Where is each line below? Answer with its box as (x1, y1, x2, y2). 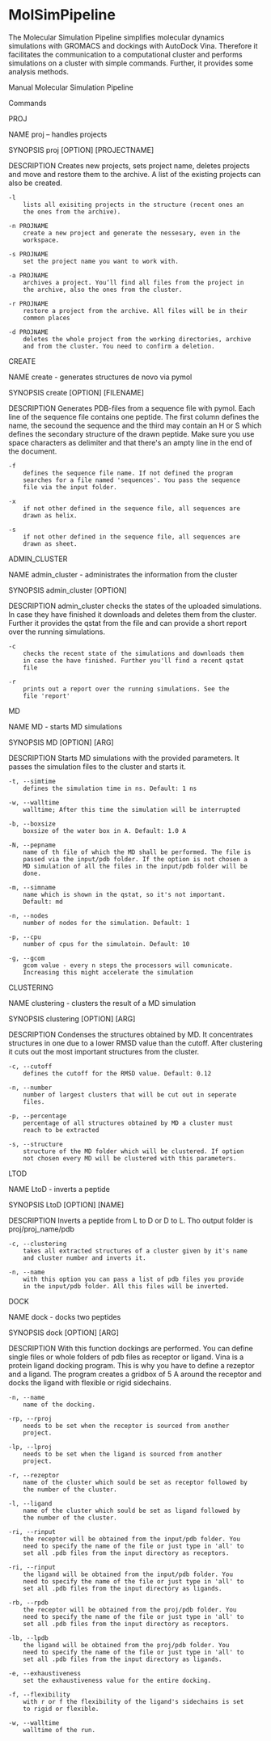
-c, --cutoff (8, 1062, 53, 1071)
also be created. (8, 178, 63, 188)
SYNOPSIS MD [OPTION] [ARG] (8, 737, 115, 747)
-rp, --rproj (8, 1414, 53, 1422)
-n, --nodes (8, 911, 49, 919)
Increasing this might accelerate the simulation (23, 968, 194, 976)
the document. (8, 446, 57, 456)
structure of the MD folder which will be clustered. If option (23, 1147, 244, 1156)
